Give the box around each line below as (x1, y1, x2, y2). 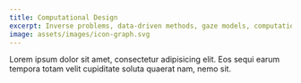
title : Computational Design (9, 12, 118, 22)
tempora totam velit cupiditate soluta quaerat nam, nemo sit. (9, 63, 231, 74)
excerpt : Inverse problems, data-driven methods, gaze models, (9, 21, 251, 30)
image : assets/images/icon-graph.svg (9, 29, 150, 38)
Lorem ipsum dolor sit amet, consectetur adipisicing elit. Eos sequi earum (9, 54, 280, 65)
